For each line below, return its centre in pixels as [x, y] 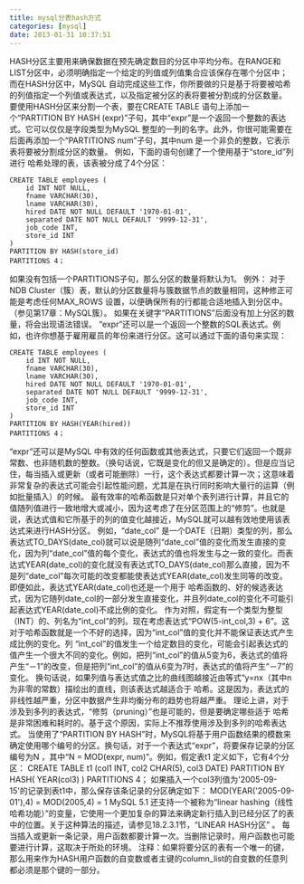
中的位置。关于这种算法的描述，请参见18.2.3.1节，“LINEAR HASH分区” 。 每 [150, 825]
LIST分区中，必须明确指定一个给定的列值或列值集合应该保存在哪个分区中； [148, 72]
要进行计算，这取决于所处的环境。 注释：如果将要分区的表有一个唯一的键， [149, 848]
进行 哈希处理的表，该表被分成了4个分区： [88, 163]
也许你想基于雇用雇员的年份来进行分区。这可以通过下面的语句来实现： [156, 336]
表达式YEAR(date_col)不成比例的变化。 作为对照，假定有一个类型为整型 [150, 610]
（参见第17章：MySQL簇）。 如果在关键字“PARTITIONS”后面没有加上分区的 [148, 313]
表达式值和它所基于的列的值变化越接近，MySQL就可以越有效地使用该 [154, 519]
